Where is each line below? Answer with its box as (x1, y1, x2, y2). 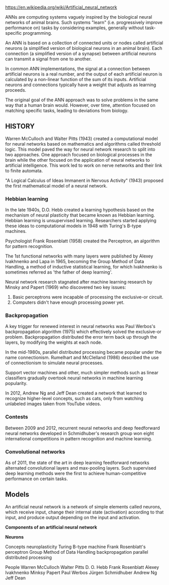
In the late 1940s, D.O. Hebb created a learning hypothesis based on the (5, 207, 154, 213)
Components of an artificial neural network (5, 524, 97, 530)
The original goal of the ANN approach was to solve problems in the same (5, 97, 158, 103)
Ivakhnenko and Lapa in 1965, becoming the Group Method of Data (5, 258, 144, 265)
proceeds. (5, 87, 27, 93)
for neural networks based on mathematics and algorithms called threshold (5, 141, 161, 147)
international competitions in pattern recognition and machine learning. (5, 435, 152, 441)
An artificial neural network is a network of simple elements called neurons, (5, 503, 161, 509)
